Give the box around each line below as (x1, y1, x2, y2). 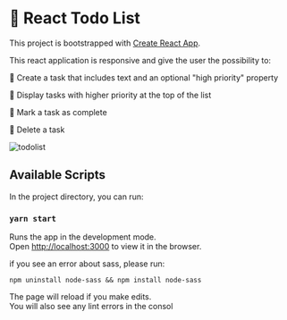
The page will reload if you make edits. (9, 291, 152, 302)
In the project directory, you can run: (9, 191, 144, 202)
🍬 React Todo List (9, 8, 141, 29)
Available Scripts (9, 167, 106, 182)
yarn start (9, 214, 56, 223)
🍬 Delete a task (9, 124, 65, 135)
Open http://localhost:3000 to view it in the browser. (9, 241, 202, 252)
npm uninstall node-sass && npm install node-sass (9, 276, 202, 285)
